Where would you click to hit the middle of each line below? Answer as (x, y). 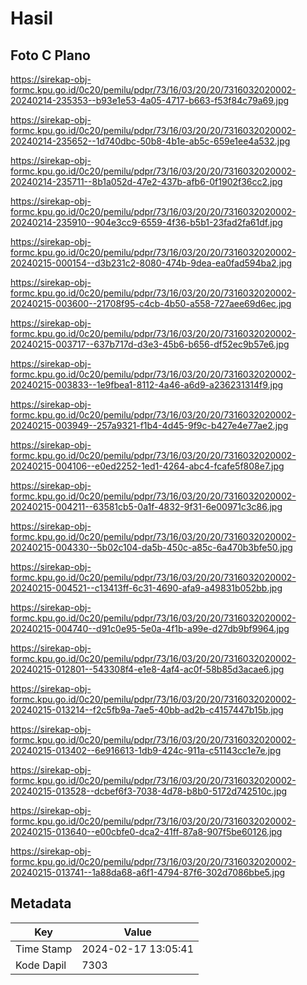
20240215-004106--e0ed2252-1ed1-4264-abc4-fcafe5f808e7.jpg (147, 466)
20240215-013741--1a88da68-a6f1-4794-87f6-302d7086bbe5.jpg (148, 872)
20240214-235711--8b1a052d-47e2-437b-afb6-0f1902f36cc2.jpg (146, 181)
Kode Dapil (41, 965)
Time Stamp (44, 949)
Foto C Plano (50, 55)
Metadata (41, 903)
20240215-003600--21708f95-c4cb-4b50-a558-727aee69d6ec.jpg (151, 303)
